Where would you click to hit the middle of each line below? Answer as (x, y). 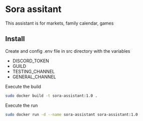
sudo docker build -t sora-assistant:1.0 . (51, 96)
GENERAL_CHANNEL (34, 77)
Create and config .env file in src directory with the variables (68, 51)
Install (15, 39)
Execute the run (22, 105)
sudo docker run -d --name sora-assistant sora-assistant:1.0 (71, 114)
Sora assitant (33, 9)
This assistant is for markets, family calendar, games (59, 23)
